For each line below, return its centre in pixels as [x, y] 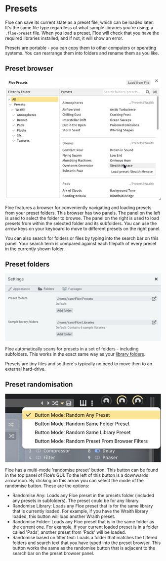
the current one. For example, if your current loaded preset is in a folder [85, 527]
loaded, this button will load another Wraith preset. [64, 516]
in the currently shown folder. [35, 249]
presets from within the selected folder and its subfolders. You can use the [81, 223]
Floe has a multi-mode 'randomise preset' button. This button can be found [82, 470]
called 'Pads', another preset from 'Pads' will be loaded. [69, 532]
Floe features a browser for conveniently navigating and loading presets [78, 207]
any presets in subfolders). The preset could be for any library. [76, 501]
